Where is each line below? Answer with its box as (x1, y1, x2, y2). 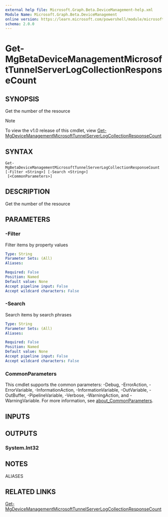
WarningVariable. (5, 398, 41, 404)
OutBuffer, (5, 392, 26, 399)
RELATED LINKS (5, 487, 56, 496)
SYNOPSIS (5, 95, 39, 103)
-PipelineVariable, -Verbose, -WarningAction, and (27, 392, 129, 399)
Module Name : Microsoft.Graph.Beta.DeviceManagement (5, 12, 117, 17)
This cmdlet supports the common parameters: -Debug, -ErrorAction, (5, 382, 148, 388)
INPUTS (5, 412, 30, 421)
